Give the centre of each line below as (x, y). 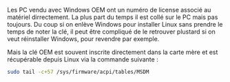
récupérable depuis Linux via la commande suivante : (83, 59)
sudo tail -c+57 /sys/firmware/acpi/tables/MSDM (78, 72)
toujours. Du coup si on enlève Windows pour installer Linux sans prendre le (115, 24)
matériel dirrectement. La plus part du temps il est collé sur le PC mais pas (113, 17)
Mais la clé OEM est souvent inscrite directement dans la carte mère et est (113, 52)
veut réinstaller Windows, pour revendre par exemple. (83, 39)
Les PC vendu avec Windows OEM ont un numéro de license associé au (109, 10)
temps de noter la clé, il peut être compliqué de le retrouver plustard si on (111, 31)
